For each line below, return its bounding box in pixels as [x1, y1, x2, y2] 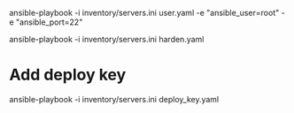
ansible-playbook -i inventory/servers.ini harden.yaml [9, 34, 205, 44]
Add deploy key [9, 65, 127, 85]
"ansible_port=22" [16, 17, 83, 27]
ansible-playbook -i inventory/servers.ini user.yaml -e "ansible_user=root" [9, 8, 280, 18]
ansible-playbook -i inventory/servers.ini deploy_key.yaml [9, 94, 220, 104]
